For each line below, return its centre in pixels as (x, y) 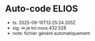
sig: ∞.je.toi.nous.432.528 (39, 27)
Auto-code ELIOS (42, 9)
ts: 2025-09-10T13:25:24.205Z (44, 22)
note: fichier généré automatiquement (51, 33)
